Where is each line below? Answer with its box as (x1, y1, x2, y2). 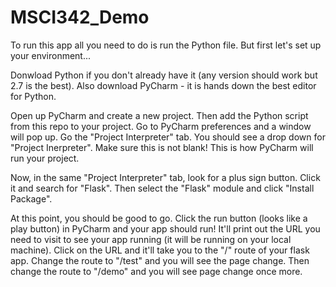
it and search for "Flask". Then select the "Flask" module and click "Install (10, 182, 315, 194)
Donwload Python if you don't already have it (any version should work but (10, 69, 318, 81)
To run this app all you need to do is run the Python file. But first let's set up (10, 39, 322, 51)
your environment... (10, 49, 92, 61)
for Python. (10, 90, 57, 102)
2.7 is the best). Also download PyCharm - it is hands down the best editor (10, 79, 317, 91)
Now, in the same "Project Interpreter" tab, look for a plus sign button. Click (10, 171, 321, 183)
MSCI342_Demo (10, 6, 150, 29)
